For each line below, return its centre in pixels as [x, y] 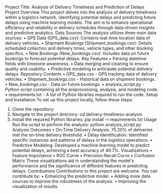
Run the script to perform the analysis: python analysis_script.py [77, 125]
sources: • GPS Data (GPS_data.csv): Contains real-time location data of [78, 38]
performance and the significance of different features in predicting [80, 166]
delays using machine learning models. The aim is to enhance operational [79, 22]
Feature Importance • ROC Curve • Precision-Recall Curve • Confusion [83, 155]
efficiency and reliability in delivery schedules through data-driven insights [80, 28]
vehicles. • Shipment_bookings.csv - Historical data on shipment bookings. [80, 79]
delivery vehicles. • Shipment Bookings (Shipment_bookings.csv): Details [79, 43]
